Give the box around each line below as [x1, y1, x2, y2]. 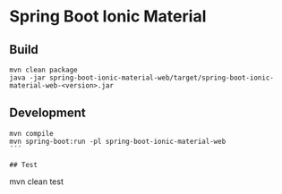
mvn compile [9, 129, 54, 138]
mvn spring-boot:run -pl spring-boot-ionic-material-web [9, 137, 226, 146]
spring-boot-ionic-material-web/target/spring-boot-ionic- [48, 73, 275, 82]
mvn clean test [9, 176, 64, 187]
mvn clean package [9, 65, 78, 74]
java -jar [9, 73, 47, 82]
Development [9, 105, 87, 121]
